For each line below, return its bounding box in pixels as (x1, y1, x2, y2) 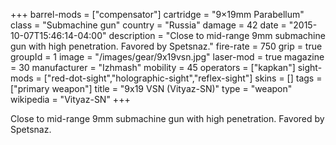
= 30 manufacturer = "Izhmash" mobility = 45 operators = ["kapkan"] (10, 62, 296, 73)
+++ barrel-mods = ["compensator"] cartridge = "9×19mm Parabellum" (10, 9, 305, 20)
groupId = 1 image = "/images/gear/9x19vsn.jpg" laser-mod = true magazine (10, 51, 325, 63)
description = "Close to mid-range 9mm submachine (108, 30, 326, 41)
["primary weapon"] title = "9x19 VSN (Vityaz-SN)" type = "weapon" (10, 83, 293, 94)
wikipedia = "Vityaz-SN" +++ (10, 94, 131, 105)
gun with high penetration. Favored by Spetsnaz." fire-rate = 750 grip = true (10, 40, 323, 52)
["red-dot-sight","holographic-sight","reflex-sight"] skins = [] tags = (43, 72, 323, 84)
